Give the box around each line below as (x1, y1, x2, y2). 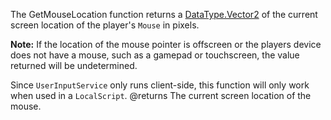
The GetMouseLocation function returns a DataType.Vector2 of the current (10, 9, 318, 20)
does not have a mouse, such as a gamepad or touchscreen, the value (10, 49, 300, 61)
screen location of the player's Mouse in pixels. (10, 19, 200, 31)
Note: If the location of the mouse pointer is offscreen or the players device (10, 39, 322, 50)
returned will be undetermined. (10, 60, 138, 71)
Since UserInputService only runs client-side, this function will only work (10, 79, 310, 91)
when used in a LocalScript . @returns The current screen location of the (10, 90, 312, 101)
